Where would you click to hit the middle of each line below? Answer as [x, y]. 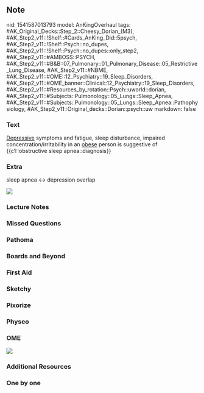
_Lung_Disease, [26, 70]
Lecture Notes [28, 207]
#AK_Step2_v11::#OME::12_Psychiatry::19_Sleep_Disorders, [80, 76]
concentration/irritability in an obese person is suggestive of [82, 144]
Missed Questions [34, 224]
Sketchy [19, 289]
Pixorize [19, 305]
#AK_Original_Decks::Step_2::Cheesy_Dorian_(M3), [70, 31]
